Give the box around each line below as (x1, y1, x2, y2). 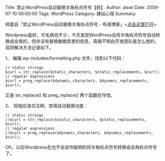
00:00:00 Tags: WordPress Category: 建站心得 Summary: (18, 11, 137, 17)
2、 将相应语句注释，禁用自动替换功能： (5, 103, 89, 109)
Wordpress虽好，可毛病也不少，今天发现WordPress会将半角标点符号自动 (5, 32, 156, 38)
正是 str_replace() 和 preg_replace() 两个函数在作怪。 (5, 92, 115, 98)
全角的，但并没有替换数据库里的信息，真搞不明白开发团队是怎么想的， (14, 38, 159, 44)
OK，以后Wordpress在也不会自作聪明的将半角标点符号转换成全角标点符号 (5, 144, 157, 150)
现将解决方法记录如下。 (5, 45, 54, 50)
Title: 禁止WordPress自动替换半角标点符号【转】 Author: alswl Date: (5, 5, 145, 10)
